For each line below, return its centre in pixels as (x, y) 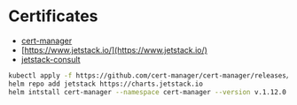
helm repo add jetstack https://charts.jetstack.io (106, 84)
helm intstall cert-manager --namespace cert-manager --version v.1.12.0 (148, 92)
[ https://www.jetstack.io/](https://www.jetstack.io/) (114, 49)
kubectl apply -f (40, 75)
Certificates (53, 16)
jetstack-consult (51, 59)
